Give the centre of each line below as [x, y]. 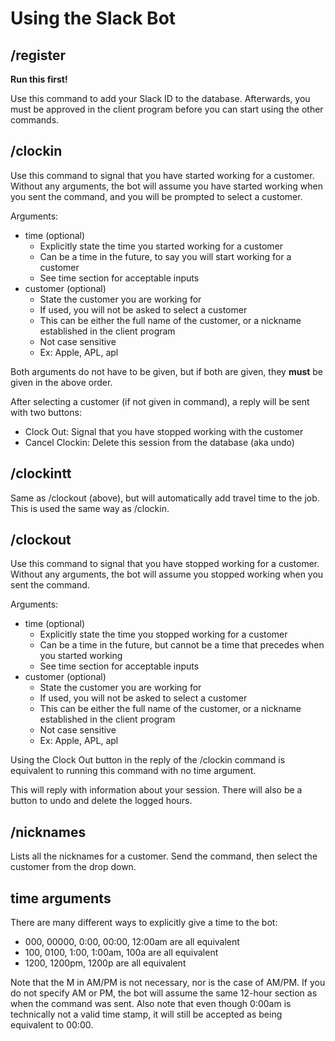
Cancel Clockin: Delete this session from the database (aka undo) [159, 442]
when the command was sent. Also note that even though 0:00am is [151, 1004]
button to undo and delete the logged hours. [101, 801]
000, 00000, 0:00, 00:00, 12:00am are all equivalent [132, 942]
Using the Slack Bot [93, 18]
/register [38, 55]
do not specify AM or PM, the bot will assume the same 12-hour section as [164, 993]
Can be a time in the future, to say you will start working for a [165, 256]
